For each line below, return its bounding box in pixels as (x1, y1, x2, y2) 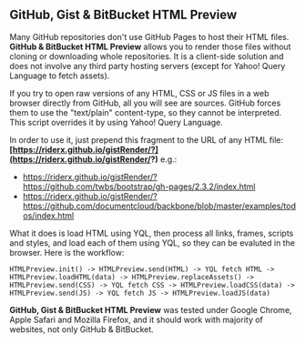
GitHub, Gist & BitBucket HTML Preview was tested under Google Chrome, (9, 304, 293, 315)
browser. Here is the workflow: (9, 247, 125, 258)
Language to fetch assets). (9, 70, 110, 81)
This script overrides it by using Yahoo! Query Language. (9, 116, 223, 127)
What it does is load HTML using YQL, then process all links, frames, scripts (9, 228, 294, 238)
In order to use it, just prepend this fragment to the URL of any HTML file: (9, 134, 284, 145)
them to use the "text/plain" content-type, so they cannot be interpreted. (9, 106, 282, 117)
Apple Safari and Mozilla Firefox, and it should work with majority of (9, 314, 264, 325)
